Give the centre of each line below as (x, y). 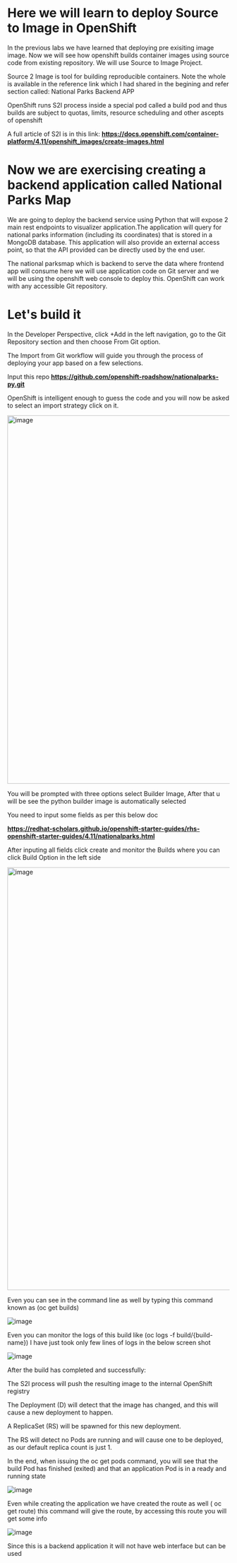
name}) (18, 1342)
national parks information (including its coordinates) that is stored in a (110, 234)
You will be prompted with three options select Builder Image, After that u (114, 793)
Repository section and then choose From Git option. (84, 342)
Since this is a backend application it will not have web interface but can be (117, 1546)
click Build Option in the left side (54, 857)
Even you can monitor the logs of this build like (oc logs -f (91, 1334)
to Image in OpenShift (72, 28)
